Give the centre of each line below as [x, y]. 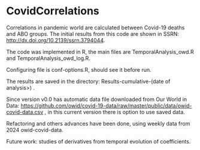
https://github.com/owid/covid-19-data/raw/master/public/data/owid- [107, 105]
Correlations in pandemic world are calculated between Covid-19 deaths [96, 27]
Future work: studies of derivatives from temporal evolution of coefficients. [99, 141]
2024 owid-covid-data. [35, 130]
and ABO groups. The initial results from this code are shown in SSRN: [93, 33]
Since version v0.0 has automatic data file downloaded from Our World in [97, 99]
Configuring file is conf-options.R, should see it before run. [79, 69]
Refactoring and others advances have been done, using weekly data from [98, 123]
